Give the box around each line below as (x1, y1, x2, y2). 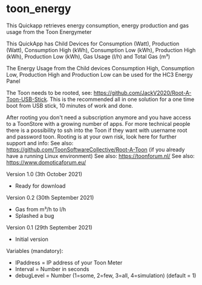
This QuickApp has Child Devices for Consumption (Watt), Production (6, 40, 180, 47)
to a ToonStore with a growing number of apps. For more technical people (6, 120, 191, 127)
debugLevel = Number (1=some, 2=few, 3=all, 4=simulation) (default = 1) (15, 272, 197, 279)
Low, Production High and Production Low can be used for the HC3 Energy (6, 71, 193, 78)
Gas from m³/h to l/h (15, 205, 67, 213)
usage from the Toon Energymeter (6, 28, 92, 35)
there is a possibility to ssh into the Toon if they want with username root (6, 126, 187, 134)
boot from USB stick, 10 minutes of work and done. (6, 102, 134, 109)
